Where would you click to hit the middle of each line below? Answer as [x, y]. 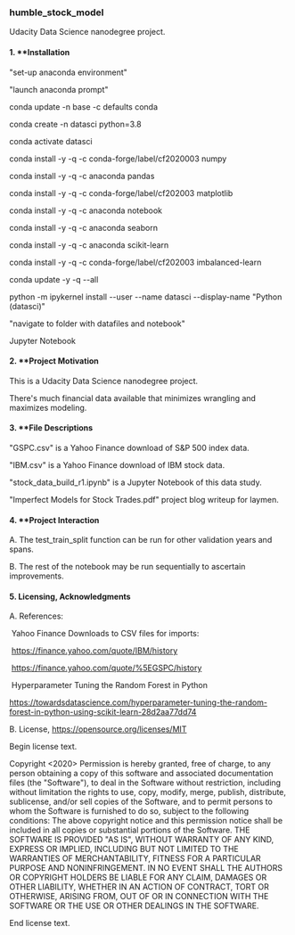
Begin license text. [43, 747]
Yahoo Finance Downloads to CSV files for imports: [105, 634]
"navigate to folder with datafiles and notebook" [97, 324]
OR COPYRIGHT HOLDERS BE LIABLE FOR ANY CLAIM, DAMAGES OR [138, 878]
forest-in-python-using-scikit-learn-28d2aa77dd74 [103, 712]
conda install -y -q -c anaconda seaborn [84, 227]
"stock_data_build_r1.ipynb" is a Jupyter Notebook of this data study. [135, 482]
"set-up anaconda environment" [68, 72]
